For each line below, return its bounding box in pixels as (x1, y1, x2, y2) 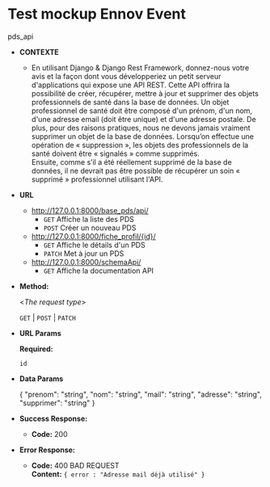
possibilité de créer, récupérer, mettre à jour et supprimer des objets (31, 88, 259, 98)
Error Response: (19, 445, 76, 455)
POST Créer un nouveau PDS (43, 223, 137, 233)
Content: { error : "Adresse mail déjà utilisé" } (31, 469, 205, 479)
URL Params (19, 328, 61, 338)
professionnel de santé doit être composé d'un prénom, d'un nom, (31, 106, 252, 115)
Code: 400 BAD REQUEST (31, 460, 120, 470)
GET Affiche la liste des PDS (43, 214, 135, 224)
